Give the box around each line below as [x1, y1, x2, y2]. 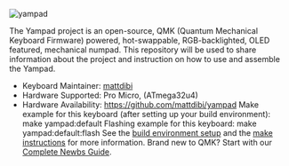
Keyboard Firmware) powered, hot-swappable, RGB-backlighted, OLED [9, 36, 270, 45]
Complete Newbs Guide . [21, 146, 113, 157]
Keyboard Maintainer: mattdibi [21, 81, 133, 91]
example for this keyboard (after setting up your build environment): [21, 109, 271, 119]
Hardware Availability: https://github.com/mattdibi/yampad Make [21, 99, 260, 110]
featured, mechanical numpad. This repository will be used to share [9, 44, 257, 55]
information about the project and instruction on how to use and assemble [9, 54, 280, 64]
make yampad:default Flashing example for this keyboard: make [21, 118, 257, 129]
